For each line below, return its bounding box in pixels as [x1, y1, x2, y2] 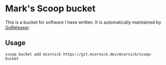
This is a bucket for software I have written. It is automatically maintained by [5, 19, 162, 25]
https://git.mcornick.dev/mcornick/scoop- [63, 52, 153, 57]
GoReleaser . [5, 24, 30, 30]
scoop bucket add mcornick [5, 52, 61, 57]
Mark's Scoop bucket [5, 3, 96, 14]
